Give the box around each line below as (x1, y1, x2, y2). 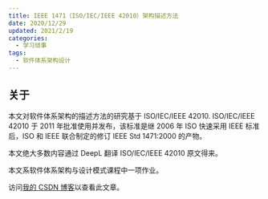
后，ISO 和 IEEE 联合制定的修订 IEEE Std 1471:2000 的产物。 (8, 131, 207, 140)
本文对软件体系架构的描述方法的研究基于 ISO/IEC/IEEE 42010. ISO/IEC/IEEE (8, 111, 255, 120)
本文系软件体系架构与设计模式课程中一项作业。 (8, 165, 163, 175)
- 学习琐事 (15, 42, 47, 50)
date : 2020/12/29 (8, 19, 67, 27)
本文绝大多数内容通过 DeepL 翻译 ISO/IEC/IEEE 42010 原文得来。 (8, 148, 222, 157)
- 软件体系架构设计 (15, 57, 71, 65)
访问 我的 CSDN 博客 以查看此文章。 (8, 182, 124, 192)
